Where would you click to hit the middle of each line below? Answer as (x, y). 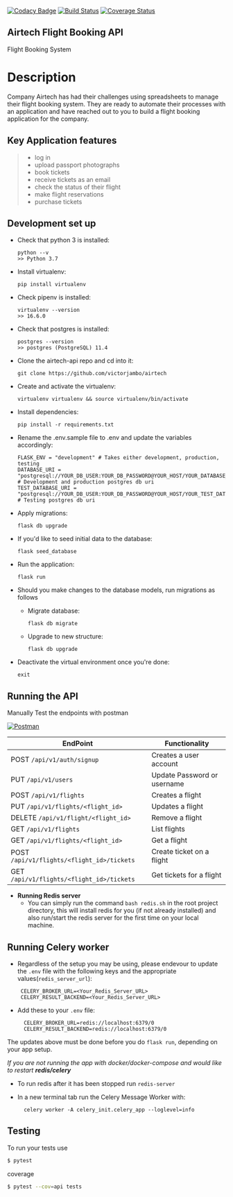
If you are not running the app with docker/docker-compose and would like (114, 1063)
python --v (33, 253)
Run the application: (46, 564)
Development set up (52, 223)
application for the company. (48, 119)
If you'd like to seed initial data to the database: (85, 539)
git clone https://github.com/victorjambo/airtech (92, 374)
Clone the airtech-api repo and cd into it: (75, 361)
